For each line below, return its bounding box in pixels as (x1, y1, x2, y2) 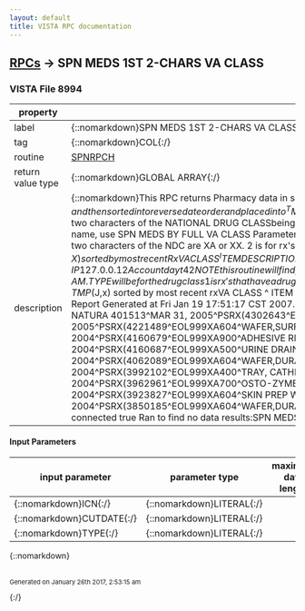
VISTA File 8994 (9, 83, 83, 95)
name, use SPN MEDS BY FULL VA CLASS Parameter (71, 228, 298, 241)
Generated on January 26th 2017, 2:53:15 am (9, 577, 142, 586)
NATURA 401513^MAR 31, (71, 309, 188, 321)
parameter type (170, 471, 239, 484)
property (18, 106, 58, 119)
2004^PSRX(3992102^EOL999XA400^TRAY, (71, 365, 268, 378)
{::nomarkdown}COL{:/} (71, 136, 171, 149)
